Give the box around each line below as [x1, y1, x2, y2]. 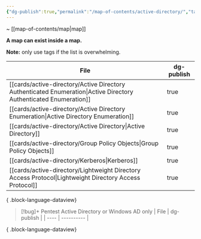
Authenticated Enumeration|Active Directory [9, 87, 133, 96]
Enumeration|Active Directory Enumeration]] [9, 112, 135, 120]
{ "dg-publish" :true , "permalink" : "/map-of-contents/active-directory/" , [6, 8, 188, 15]
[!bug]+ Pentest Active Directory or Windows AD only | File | [20, 207, 169, 215]
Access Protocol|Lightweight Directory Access [9, 173, 141, 182]
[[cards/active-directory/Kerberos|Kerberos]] [9, 156, 138, 164]
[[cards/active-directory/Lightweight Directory [9, 166, 141, 174]
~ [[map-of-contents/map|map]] [6, 25, 86, 32]
